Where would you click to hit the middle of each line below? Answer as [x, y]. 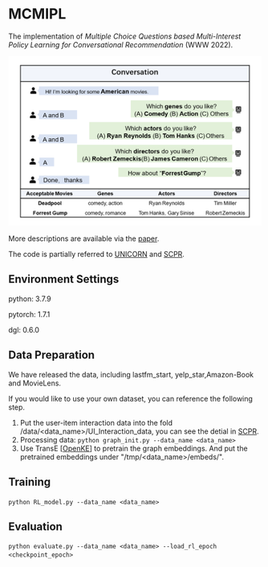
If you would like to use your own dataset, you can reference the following [130, 398]
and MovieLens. [35, 383]
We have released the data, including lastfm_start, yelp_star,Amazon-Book [131, 374]
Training [30, 482]
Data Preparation [51, 355]
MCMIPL [37, 14]
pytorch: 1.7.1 [29, 314]
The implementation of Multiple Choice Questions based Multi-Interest [125, 36]
